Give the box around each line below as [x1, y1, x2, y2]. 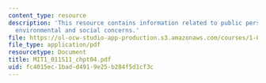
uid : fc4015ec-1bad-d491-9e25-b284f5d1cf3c [8, 63, 154, 71]
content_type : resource [8, 11, 87, 20]
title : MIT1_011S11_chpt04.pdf [8, 56, 112, 64]
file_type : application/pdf [8, 41, 101, 49]
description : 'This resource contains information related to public [8, 19, 243, 27]
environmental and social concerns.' [15, 26, 140, 34]
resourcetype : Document [8, 48, 87, 56]
